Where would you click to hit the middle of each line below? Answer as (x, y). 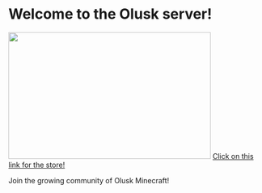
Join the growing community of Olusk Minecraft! (89, 180)
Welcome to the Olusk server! (110, 14)
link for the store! (37, 165)
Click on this (233, 156)
